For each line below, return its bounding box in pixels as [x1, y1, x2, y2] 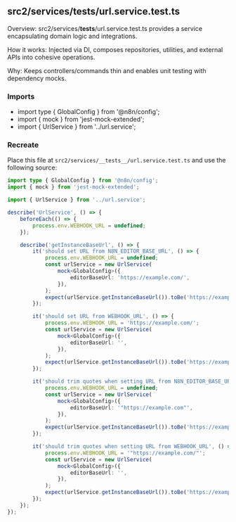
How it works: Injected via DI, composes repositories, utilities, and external [7, 45, 223, 53]
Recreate [7, 140, 39, 150]
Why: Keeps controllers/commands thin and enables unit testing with [7, 66, 206, 75]
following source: [7, 163, 58, 172]
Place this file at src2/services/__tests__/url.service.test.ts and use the [7, 156, 226, 165]
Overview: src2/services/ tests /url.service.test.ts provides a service [7, 24, 202, 32]
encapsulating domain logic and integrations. [7, 32, 138, 40]
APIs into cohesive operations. [7, 53, 96, 61]
